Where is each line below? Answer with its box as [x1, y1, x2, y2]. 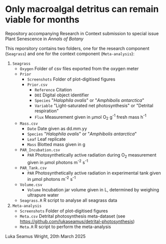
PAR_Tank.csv [19, 165, 47, 170]
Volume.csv [19, 182, 43, 187]
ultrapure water [27, 192, 59, 198]
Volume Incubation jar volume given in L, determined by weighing [27, 186, 160, 192]
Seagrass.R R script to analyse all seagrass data [19, 197, 118, 203]
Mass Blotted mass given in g [27, 142, 85, 148]
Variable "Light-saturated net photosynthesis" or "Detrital [34, 102, 154, 108]
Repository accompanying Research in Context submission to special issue [5, 30, 159, 36]
